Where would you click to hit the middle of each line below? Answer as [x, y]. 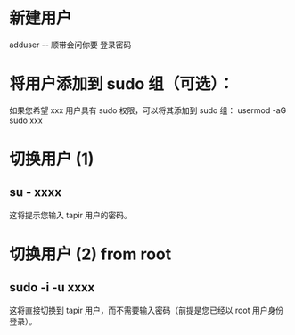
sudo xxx [26, 120]
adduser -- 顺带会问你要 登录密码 [70, 45]
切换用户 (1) [52, 159]
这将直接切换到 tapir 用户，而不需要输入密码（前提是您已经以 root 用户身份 [146, 310]
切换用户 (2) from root [90, 254]
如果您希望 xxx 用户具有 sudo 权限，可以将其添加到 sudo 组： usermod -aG [148, 110]
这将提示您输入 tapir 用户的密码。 [70, 215]
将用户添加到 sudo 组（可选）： [122, 84]
